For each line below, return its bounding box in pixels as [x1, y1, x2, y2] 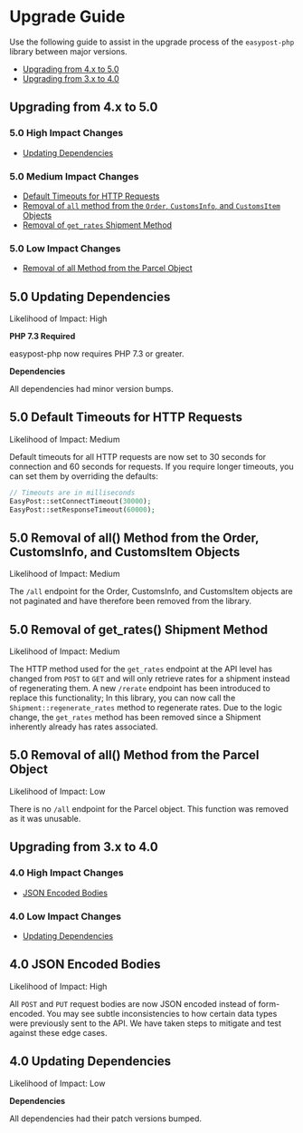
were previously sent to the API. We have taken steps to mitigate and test [9, 1018, 282, 1029]
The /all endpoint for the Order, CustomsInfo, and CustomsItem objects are [9, 586, 294, 597]
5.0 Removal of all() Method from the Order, [9, 530, 260, 545]
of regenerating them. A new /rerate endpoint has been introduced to [9, 683, 271, 694]
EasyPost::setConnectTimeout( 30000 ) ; [9, 496, 152, 505]
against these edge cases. [9, 1027, 108, 1038]
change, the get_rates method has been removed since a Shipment [9, 712, 261, 723]
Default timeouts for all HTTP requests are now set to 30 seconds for [9, 451, 267, 462]
